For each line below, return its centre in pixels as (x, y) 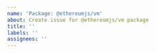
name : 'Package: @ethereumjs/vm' (55, 13)
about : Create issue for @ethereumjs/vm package (78, 20)
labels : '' (23, 33)
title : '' (21, 26)
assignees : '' (27, 39)
